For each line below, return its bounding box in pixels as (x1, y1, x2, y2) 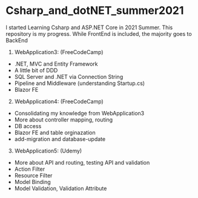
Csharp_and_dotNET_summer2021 (5, 4, 184, 18)
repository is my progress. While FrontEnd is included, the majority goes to (5, 30, 192, 37)
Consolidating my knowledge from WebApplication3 (14, 109, 145, 117)
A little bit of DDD (14, 66, 58, 73)
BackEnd (5, 36, 28, 44)
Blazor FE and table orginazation (14, 129, 96, 136)
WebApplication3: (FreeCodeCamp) (14, 48, 104, 55)
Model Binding (14, 178, 51, 185)
